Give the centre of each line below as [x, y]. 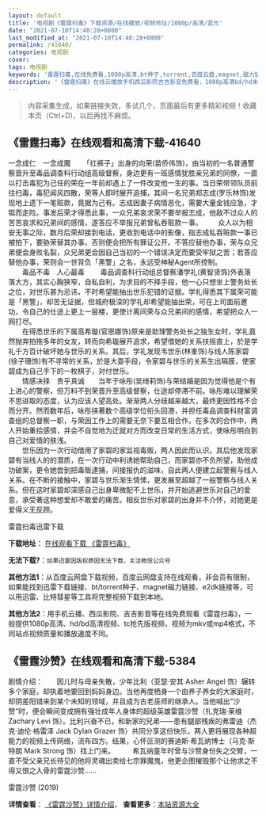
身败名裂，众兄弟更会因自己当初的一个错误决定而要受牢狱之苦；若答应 [143, 252]
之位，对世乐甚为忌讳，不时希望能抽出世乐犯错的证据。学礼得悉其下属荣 [126, 292]
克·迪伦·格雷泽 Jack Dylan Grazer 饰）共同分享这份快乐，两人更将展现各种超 [133, 731]
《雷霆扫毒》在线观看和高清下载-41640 [105, 142]
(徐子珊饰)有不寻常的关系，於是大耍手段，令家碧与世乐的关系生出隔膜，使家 [132, 361]
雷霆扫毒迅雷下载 [36, 527]
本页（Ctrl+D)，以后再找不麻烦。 [81, 115]
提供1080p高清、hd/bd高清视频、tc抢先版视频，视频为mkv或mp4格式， [132, 623]
